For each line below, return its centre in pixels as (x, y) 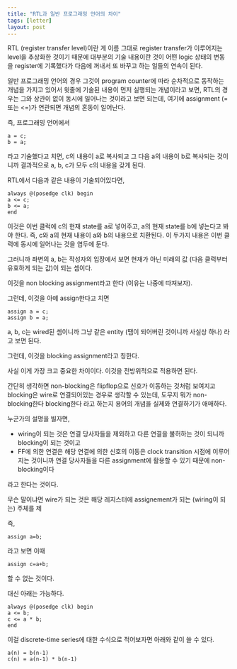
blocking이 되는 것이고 (49, 443)
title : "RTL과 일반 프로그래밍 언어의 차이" (64, 14)
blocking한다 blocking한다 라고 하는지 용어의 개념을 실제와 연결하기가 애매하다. (117, 404)
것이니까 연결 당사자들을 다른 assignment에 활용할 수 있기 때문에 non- (128, 460)
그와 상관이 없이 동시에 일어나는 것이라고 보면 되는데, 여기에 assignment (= (124, 99)
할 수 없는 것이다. (31, 578)
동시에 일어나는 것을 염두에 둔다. (65, 244)
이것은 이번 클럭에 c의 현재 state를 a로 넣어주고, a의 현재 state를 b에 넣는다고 (114, 226)
